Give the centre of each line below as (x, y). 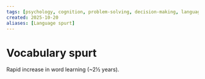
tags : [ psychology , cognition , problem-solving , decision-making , (92, 12)
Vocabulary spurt (52, 53)
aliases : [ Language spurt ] (41, 23)
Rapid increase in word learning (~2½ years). (63, 69)
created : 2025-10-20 (33, 17)
